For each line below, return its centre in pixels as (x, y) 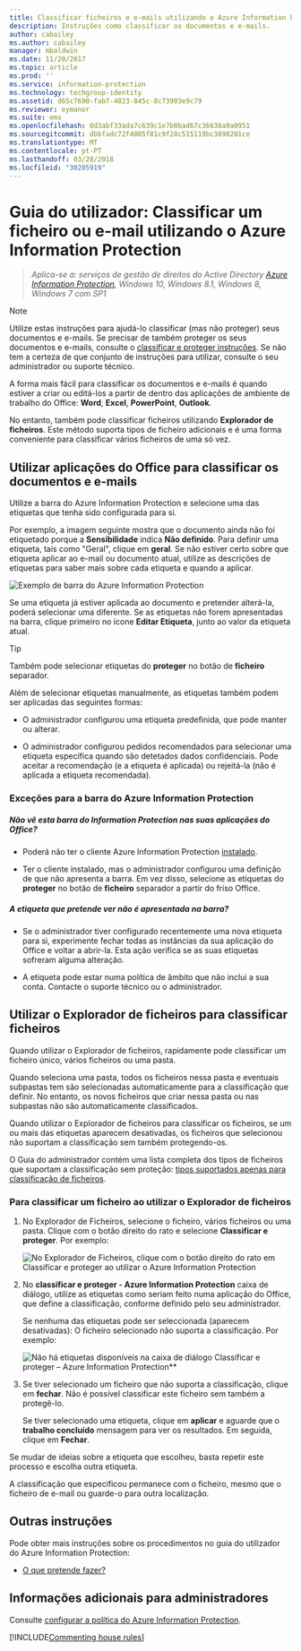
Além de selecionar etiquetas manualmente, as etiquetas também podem (144, 693)
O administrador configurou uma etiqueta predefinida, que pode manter (155, 720)
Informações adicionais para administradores (139, 1599)
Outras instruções (61, 1522)
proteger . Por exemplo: (65, 1241)
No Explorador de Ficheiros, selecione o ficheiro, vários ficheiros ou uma (157, 1221)
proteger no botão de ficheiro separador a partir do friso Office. (141, 889)
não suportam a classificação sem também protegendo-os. (119, 1142)
